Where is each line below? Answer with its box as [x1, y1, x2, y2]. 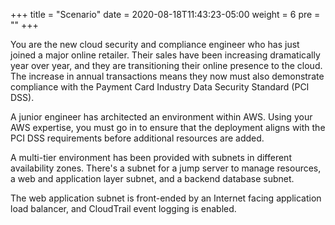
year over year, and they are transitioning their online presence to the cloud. [10, 60, 323, 71]
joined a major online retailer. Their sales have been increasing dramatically [10, 49, 321, 61]
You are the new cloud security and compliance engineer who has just [10, 39, 300, 50]
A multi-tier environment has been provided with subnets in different [10, 152, 292, 163]
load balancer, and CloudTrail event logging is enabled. [10, 203, 237, 214]
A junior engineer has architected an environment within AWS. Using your [10, 111, 313, 123]
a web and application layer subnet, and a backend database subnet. [10, 173, 295, 184]
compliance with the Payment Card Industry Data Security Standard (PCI [10, 81, 310, 93]
